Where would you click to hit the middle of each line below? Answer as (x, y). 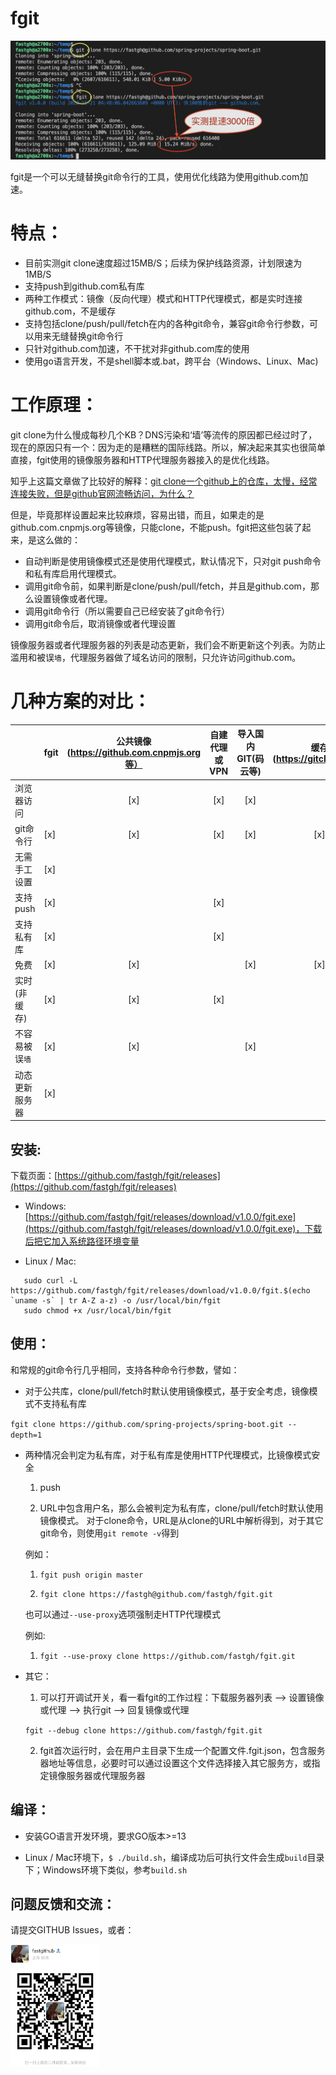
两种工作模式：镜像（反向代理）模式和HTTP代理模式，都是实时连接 (163, 299)
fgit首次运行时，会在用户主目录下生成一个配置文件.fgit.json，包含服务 (182, 1750)
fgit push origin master (91, 1575)
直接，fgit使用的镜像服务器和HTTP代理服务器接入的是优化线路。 (142, 459)
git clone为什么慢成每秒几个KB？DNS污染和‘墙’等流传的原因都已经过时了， (164, 434)
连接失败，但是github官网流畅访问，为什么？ (102, 493)
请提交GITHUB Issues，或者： (72, 1930)
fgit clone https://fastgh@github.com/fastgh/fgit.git (156, 1594)
